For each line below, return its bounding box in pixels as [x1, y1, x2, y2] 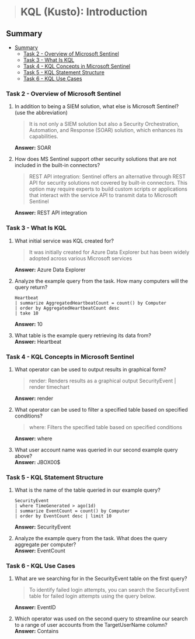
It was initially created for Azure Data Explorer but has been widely [29, 248, 190, 255]
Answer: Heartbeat [14, 338, 62, 345]
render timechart [29, 383, 70, 391]
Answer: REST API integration [14, 209, 88, 216]
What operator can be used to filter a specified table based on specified [14, 406, 188, 413]
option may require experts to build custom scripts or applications [29, 185, 188, 192]
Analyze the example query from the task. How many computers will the [14, 277, 189, 284]
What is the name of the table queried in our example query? [14, 486, 161, 493]
